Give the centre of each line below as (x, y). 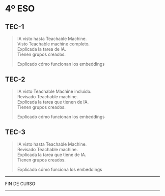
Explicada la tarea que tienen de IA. (53, 102)
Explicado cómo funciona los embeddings (59, 169)
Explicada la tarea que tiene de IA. (52, 155)
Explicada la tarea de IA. (41, 49)
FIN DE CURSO (20, 184)
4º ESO (20, 9)
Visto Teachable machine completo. (53, 44)
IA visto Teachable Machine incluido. (54, 91)
